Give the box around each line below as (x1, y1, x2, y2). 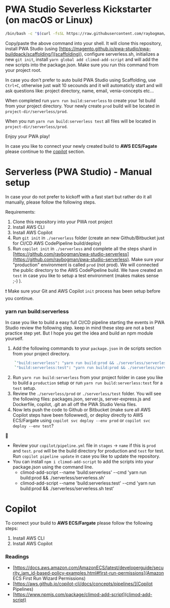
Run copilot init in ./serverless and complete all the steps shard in (12, 246, 157, 252)
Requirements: (5, 209, 35, 215)
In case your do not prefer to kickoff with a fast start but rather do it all (5, 193, 152, 199)
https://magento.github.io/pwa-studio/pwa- (60, 46, 151, 52)
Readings (5, 553, 29, 560)
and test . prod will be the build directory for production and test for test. (12, 448, 164, 454)
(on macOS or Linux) (5, 14, 93, 26)
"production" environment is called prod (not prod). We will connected (12, 262, 159, 268)
